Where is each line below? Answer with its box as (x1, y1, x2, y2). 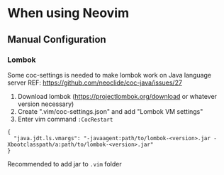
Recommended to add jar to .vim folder (7, 159, 122, 168)
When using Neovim (7, 5, 130, 21)
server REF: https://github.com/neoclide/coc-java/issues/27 (7, 78, 183, 87)
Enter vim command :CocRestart (17, 115, 113, 123)
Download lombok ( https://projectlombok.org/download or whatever (17, 92, 218, 100)
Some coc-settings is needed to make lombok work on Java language (7, 70, 211, 79)
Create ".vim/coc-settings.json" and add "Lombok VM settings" (17, 107, 203, 115)
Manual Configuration (7, 33, 106, 46)
